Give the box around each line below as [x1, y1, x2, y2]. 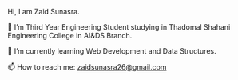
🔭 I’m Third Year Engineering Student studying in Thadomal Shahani [7, 22, 231, 31]
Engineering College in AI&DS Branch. [7, 31, 133, 40]
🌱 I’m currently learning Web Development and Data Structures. [7, 46, 216, 55]
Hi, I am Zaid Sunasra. [7, 7, 81, 16]
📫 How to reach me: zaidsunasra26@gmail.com [7, 62, 167, 71]
